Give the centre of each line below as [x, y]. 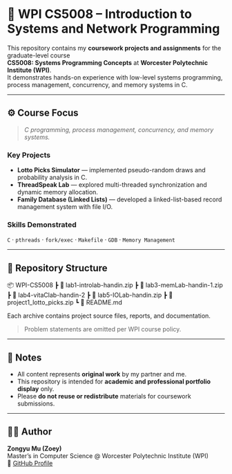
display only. [36, 389]
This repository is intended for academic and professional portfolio [114, 381]
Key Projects [29, 155]
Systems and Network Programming [114, 29]
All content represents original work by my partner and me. [102, 374]
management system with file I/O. [65, 207]
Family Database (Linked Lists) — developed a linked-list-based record [119, 199]
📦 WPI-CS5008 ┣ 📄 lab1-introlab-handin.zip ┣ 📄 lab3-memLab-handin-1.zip [115, 285]
